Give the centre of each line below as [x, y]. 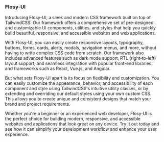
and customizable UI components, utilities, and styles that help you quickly [80, 28]
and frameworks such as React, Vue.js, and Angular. [58, 69]
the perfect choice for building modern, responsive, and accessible [73, 119]
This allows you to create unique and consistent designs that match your [78, 99]
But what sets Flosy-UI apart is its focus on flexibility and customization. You [82, 78]
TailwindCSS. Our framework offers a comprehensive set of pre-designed [79, 23]
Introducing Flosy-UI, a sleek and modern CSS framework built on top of [78, 18]
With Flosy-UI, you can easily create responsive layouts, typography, [74, 43]
